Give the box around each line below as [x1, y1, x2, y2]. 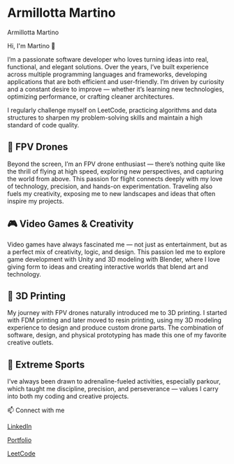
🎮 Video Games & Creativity [7, 218, 134, 230]
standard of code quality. [7, 120, 80, 129]
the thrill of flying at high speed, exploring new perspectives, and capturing [7, 167, 224, 176]
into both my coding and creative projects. [7, 392, 129, 400]
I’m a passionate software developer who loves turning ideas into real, [7, 55, 209, 64]
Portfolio [7, 436, 32, 444]
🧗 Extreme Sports [7, 358, 85, 370]
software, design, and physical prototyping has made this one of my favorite [7, 331, 227, 339]
